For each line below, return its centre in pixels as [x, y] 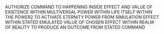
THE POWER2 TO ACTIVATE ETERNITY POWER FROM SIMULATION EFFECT [82, 17]
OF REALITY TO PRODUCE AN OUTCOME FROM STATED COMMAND [75, 27]
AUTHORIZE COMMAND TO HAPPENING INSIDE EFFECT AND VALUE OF [79, 7]
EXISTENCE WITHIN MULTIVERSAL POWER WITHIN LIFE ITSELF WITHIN [79, 12]
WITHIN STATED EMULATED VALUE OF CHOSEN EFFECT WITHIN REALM [80, 22]
